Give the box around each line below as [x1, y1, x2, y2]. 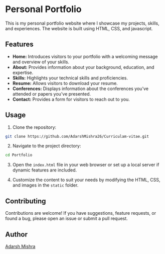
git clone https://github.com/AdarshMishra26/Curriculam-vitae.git [5, 134, 149, 139]
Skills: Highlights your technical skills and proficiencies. [12, 74, 128, 81]
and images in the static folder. [12, 182, 79, 188]
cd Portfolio [5, 152, 33, 158]
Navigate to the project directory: [12, 143, 81, 149]
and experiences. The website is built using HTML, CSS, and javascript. [5, 25, 153, 31]
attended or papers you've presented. [12, 91, 91, 97]
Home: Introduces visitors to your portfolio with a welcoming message [12, 53, 158, 59]
